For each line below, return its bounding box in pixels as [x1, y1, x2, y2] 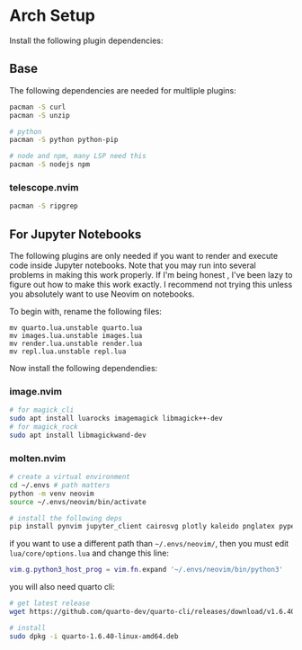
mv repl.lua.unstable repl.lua [9, 347, 127, 356]
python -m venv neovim [9, 489, 94, 498]
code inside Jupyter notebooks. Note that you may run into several [9, 260, 256, 271]
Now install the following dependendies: [9, 362, 158, 373]
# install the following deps [9, 513, 123, 522]
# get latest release [9, 599, 91, 608]
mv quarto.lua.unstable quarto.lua [9, 323, 143, 333]
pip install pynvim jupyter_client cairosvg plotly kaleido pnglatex [9, 522, 276, 531]
